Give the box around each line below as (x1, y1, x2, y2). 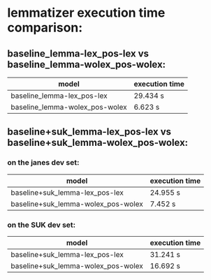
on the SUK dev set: (7, 220, 76, 230)
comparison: (7, 20, 83, 36)
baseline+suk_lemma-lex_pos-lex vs (7, 126, 172, 138)
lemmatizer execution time (7, 5, 166, 21)
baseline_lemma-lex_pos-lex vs (7, 47, 149, 59)
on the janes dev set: (7, 158, 80, 168)
